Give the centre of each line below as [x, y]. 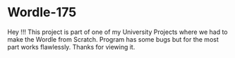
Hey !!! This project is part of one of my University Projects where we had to [117, 32]
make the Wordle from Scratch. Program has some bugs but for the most [113, 39]
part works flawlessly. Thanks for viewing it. [71, 47]
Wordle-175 [42, 12]
